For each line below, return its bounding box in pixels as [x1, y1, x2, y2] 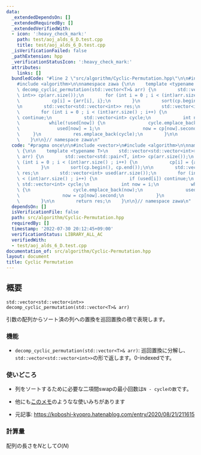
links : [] [17, 70, 42, 76]
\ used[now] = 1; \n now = [17, 126, 157, 132]
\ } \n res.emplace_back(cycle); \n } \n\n [17, 131, 178, 138]
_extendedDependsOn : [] [11, 14, 71, 20]
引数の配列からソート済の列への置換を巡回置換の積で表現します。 [6, 316, 169, 323]
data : [6, 8, 20, 15]
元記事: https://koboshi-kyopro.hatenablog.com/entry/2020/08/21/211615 [14, 411, 195, 418]
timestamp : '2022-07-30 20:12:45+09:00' [11, 226, 114, 232]
